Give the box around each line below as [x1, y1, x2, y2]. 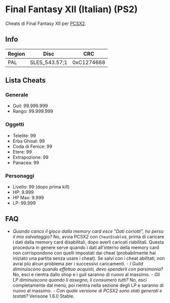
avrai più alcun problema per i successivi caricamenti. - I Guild [12, 260, 143, 266]
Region [8, 50, 25, 57]
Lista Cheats [5, 76, 46, 85]
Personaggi [5, 172, 35, 179]
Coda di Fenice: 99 [12, 143, 52, 149]
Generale [5, 92, 29, 99]
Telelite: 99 [12, 132, 37, 138]
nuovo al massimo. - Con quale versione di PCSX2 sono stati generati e [12, 287, 162, 293]
